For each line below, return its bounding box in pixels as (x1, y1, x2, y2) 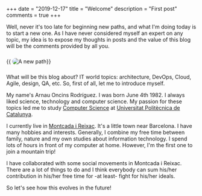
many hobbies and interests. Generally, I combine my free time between (6, 129, 185, 136)
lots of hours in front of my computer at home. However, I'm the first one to (6, 142, 193, 148)
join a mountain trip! (6, 148, 56, 155)
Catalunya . (6, 111, 33, 118)
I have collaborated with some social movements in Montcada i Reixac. (6, 160, 182, 166)
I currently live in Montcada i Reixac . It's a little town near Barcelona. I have (6, 122, 192, 129)
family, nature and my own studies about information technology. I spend (6, 135, 188, 142)
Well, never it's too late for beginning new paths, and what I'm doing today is (6, 24, 197, 30)
